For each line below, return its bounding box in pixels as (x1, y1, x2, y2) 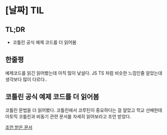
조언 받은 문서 (5, 124, 33, 130)
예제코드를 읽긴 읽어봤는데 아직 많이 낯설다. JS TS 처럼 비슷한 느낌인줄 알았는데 (5, 70, 162, 76)
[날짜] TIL (5, 5, 44, 16)
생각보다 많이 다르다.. (5, 76, 47, 82)
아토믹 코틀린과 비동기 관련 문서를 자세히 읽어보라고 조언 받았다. (5, 113, 131, 119)
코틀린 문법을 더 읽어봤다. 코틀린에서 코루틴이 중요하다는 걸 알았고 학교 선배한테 (5, 107, 162, 113)
